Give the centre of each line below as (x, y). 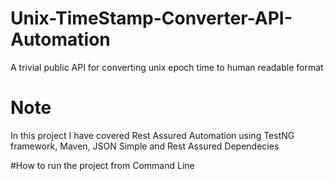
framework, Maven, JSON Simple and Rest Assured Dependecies (145, 146)
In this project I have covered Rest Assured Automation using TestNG (152, 135)
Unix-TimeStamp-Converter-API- (151, 18)
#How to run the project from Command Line (102, 165)
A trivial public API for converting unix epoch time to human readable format (167, 67)
